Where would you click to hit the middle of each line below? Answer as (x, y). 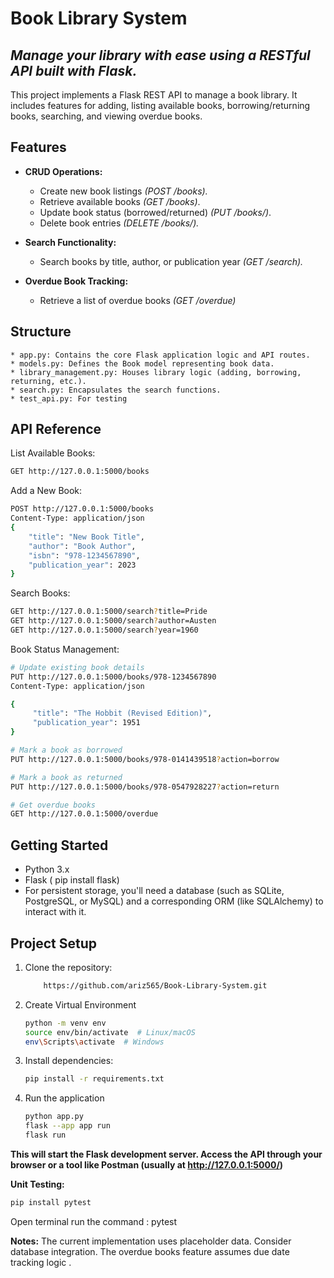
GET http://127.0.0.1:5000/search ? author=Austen (113, 621)
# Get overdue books (53, 805)
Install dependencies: (69, 1061)
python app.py (54, 1117)
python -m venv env (65, 1023)
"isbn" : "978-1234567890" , (84, 555)
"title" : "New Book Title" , (86, 537)
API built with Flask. (74, 70)
